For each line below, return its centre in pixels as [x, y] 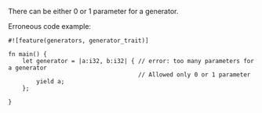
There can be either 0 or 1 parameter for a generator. [93, 11]
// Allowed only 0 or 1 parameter [194, 75]
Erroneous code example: [50, 26]
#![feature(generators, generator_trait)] [78, 41]
